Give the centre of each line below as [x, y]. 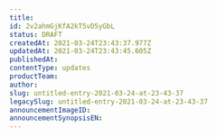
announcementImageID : [50, 110]
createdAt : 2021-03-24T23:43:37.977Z [80, 43]
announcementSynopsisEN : [56, 118]
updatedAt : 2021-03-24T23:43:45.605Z [80, 51]
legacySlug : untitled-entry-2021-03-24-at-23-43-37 [108, 101]
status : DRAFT [36, 34]
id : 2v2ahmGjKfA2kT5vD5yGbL [62, 26]
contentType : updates [50, 68]
